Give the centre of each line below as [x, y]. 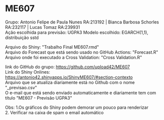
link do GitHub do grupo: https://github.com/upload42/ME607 [68, 67]
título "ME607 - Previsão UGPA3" [39, 98]
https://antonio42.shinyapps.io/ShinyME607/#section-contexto [69, 77]
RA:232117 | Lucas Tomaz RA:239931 [42, 27]
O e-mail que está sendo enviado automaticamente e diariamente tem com [81, 93]
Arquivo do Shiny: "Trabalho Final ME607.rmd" [52, 47]
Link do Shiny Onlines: [28, 72]
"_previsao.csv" [21, 87]
